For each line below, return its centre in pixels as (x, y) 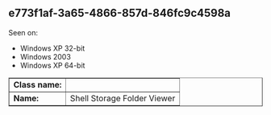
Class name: (38, 84)
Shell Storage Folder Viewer (123, 98)
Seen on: (23, 32)
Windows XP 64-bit (52, 65)
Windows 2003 (45, 56)
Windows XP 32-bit (52, 48)
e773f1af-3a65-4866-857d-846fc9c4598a (120, 13)
